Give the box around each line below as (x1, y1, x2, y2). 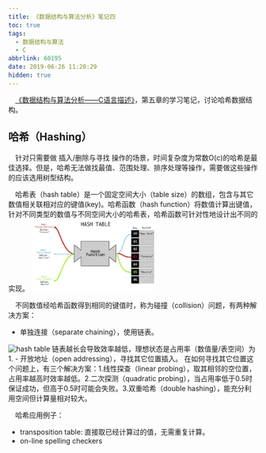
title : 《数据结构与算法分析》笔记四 (8, 13, 116, 21)
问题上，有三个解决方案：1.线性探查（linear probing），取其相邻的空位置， (14, 364, 256, 373)
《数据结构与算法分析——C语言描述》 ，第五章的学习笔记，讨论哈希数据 (15, 95, 246, 105)
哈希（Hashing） (8, 131, 93, 144)
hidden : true (8, 71, 51, 79)
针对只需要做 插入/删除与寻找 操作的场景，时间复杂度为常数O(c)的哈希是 (15, 153, 251, 162)
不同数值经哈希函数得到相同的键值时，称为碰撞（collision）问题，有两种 (15, 300, 251, 310)
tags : (8, 29, 26, 37)
